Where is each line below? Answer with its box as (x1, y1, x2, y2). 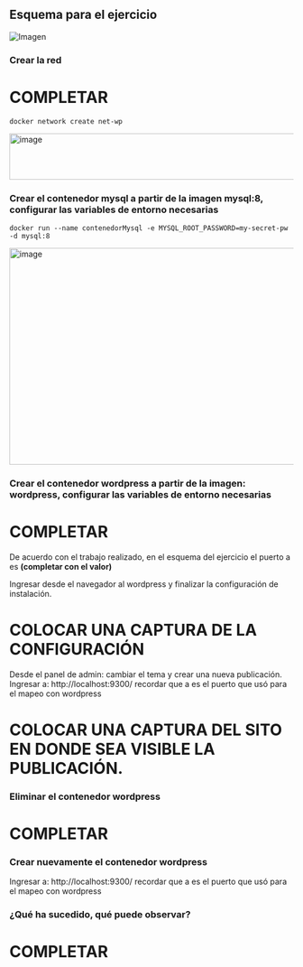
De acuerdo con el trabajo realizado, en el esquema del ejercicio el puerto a (9, 551, 291, 563)
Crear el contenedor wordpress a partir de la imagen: (9, 477, 246, 489)
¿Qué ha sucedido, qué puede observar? (9, 908, 191, 921)
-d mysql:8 (9, 231, 50, 240)
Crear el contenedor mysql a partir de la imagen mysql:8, (9, 191, 264, 204)
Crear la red (9, 53, 62, 66)
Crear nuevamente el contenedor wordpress (9, 855, 207, 868)
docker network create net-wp (9, 116, 124, 126)
